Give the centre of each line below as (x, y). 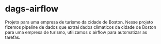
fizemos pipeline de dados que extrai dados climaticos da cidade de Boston (81, 27)
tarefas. (13, 37)
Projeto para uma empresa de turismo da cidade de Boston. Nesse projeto (79, 22)
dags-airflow (32, 9)
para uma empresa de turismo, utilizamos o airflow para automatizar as (76, 32)
